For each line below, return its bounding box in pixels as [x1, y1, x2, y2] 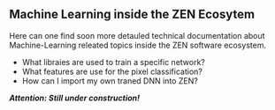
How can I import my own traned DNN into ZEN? [21, 75, 199, 86]
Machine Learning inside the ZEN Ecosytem [9, 7, 255, 22]
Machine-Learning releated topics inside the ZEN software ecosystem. [9, 40, 267, 50]
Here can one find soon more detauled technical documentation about [9, 30, 265, 40]
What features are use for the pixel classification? [21, 66, 203, 77]
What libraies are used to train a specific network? [21, 56, 206, 67]
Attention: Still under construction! [9, 92, 140, 103]
